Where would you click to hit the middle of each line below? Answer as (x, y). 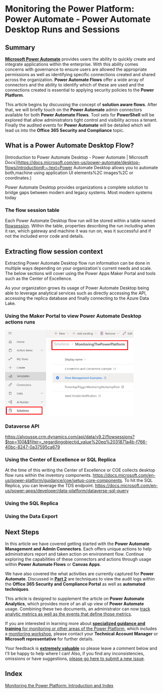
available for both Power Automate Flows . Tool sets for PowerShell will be (80, 115)
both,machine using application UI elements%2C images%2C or (69, 173)
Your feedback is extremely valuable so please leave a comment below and (81, 648)
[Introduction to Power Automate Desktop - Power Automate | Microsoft (77, 157)
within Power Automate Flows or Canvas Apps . (53, 564)
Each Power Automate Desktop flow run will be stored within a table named (80, 221)
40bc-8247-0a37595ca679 (33, 447)
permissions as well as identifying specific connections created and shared (80, 74)
